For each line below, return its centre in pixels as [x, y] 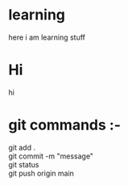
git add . [22, 147]
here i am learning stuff [47, 37]
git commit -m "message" [51, 156]
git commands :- [65, 125]
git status [24, 164]
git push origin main [41, 173]
